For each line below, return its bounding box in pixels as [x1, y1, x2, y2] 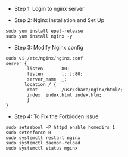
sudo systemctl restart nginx [5, 135, 81, 141]
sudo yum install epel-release [5, 28, 83, 34]
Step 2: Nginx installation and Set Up [14, 17, 105, 23]
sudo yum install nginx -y [5, 33, 73, 39]
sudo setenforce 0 [5, 130, 51, 136]
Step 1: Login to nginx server [14, 5, 85, 12]
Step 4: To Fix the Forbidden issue [14, 113, 99, 120]
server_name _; [27, 76, 67, 82]
